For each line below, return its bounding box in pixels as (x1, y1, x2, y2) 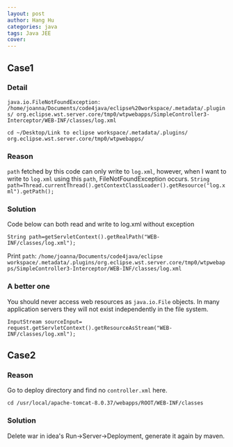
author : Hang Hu (7, 17, 54, 24)
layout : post (7, 10, 45, 17)
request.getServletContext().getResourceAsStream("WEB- (7, 324, 172, 331)
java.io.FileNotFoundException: (7, 98, 101, 105)
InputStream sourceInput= (7, 318, 82, 325)
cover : (7, 36, 26, 43)
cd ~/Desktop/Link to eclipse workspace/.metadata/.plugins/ (7, 129, 188, 136)
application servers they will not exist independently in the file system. (7, 305, 209, 313)
